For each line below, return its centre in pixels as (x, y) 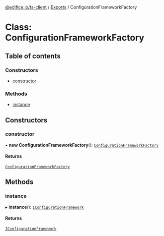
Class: (19, 27)
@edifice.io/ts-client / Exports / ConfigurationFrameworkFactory (71, 7)
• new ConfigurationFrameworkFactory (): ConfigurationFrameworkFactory (82, 145)
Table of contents (33, 56)
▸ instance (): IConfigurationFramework (44, 207)
